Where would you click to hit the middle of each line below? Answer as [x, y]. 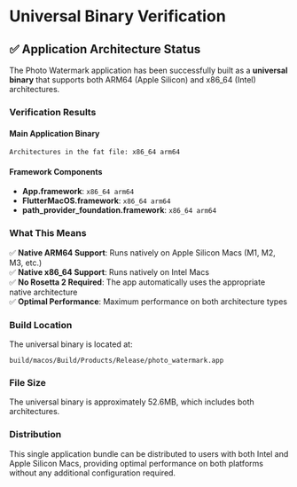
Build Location [41, 325]
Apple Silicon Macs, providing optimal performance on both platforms [137, 463]
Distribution [35, 435]
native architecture [43, 292]
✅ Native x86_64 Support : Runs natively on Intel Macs [109, 271]
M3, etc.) [26, 263]
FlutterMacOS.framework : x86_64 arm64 [96, 200]
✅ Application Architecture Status [105, 49]
